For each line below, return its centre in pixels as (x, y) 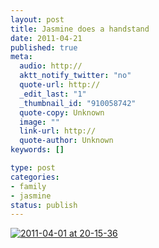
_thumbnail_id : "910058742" (78, 103)
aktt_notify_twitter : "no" (75, 76)
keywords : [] (37, 150)
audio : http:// (51, 66)
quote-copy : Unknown (62, 112)
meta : (21, 57)
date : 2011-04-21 (46, 38)
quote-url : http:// (60, 85)
